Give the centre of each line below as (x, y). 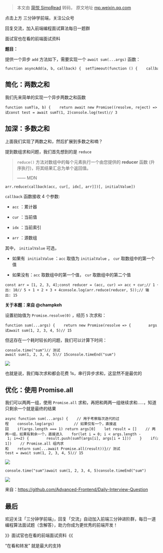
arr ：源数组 (24, 237)
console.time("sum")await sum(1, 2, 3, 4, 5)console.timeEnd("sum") (76, 471)
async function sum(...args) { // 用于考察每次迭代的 (60, 419)
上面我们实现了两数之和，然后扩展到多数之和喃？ (54, 141)
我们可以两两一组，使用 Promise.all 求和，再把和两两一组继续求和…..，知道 (81, 403)
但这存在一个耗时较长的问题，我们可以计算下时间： (56, 340)
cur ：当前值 (24, 217)
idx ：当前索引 (27, 227)
